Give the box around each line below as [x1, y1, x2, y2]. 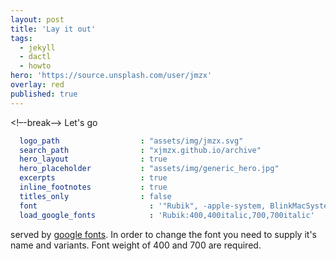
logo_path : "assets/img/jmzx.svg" [19, 136, 244, 146]
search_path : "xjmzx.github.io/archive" [19, 145, 262, 155]
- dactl [19, 52, 52, 62]
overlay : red [10, 80, 65, 90]
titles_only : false [19, 191, 172, 201]
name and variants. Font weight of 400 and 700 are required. [10, 239, 262, 251]
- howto [19, 61, 52, 71]
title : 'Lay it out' [10, 24, 97, 34]
